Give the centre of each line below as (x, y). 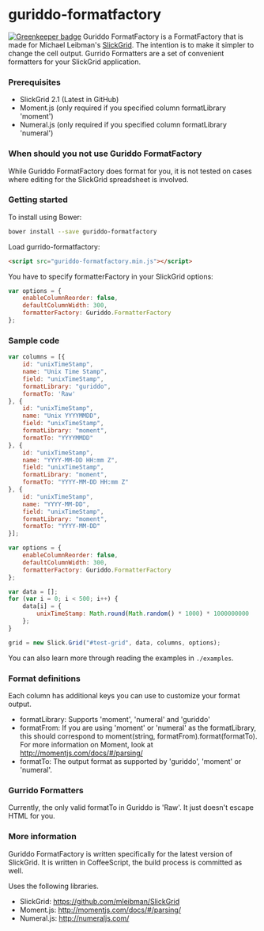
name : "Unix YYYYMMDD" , (62, 416)
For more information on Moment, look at (87, 744)
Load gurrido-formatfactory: (54, 246)
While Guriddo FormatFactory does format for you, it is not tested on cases (130, 171)
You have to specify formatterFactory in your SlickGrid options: (111, 276)
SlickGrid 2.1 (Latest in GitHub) (69, 100)
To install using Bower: (45, 217)
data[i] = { (42, 606)
